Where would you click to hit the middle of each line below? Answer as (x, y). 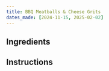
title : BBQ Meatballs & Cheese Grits (54, 12)
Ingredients (28, 42)
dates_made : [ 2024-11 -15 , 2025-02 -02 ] (55, 17)
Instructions (30, 62)
